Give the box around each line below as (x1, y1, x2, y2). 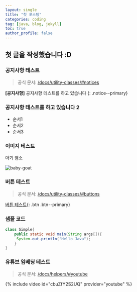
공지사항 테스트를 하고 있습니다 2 (5, 104, 80, 111)
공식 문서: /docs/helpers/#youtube (17, 271, 88, 277)
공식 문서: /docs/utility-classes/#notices (17, 79, 99, 85)
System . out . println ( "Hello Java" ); (16, 236, 91, 241)
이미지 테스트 (5, 142, 35, 149)
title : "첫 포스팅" (5, 12, 42, 17)
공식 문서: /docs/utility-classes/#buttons (17, 190, 100, 197)
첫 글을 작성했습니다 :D (5, 51, 72, 59)
